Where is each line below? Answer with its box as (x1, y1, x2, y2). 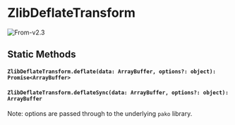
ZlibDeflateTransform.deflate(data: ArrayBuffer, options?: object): (7, 68, 217, 75)
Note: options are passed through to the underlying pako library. (7, 110, 193, 118)
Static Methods (7, 48, 76, 60)
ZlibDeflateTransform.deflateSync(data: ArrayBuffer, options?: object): (7, 89, 229, 96)
